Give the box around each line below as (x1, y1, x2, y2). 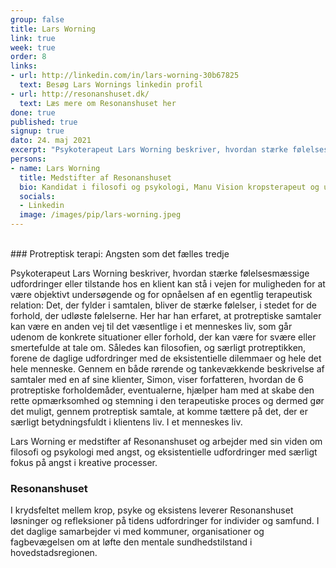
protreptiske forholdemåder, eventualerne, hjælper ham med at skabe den (10, 384, 315, 396)
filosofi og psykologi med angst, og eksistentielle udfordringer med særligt (10, 446, 318, 458)
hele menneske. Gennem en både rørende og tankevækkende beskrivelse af (10, 363, 325, 375)
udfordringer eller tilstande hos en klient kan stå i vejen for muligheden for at (10, 278, 326, 290)
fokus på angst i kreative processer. (10, 457, 158, 468)
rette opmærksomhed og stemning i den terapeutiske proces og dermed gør (10, 395, 325, 406)
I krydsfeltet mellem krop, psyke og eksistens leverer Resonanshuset (10, 504, 294, 516)
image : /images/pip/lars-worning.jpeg (19, 210, 182, 220)
